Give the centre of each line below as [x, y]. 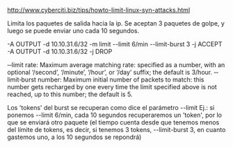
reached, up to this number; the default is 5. [70, 94]
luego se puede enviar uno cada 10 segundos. [73, 31]
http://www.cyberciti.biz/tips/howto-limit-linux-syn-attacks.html [99, 10]
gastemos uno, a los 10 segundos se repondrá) [74, 137]
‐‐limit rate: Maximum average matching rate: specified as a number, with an [116, 65]
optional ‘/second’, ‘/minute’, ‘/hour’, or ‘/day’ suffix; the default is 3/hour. [110, 72]
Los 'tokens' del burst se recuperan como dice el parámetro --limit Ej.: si [111, 108]
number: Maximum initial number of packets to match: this [121, 80]
